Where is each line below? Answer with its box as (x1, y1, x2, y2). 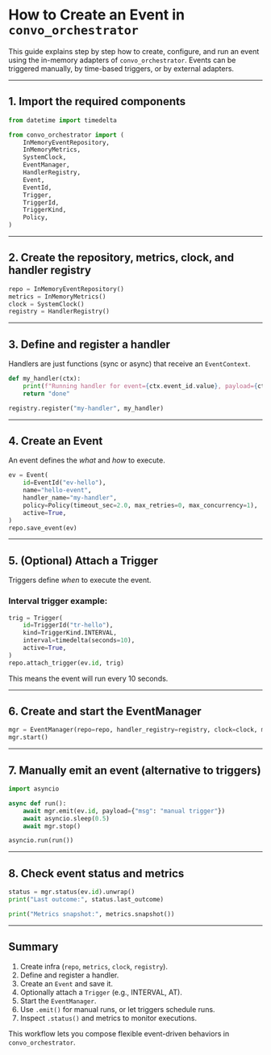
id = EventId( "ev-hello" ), (23, 479, 106, 487)
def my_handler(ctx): (8, 374, 81, 383)
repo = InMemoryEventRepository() (8, 285, 125, 293)
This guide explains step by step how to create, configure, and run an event (8, 46, 260, 56)
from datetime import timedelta (8, 116, 117, 124)
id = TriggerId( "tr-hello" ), (23, 621, 114, 630)
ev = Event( (8, 471, 48, 479)
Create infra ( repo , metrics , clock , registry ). (19, 961, 168, 971)
